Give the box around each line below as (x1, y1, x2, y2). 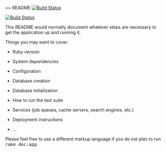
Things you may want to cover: (5, 39, 69, 45)
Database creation (12, 78, 51, 83)
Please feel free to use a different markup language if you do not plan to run (5, 136, 161, 142)
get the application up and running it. (5, 29, 81, 35)
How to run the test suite (12, 97, 63, 103)
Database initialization (12, 87, 58, 93)
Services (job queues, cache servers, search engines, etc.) (12, 107, 134, 112)
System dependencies (12, 58, 59, 64)
